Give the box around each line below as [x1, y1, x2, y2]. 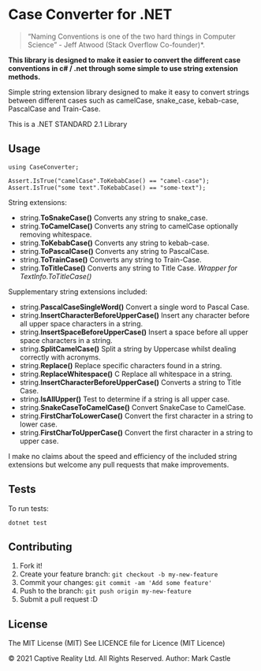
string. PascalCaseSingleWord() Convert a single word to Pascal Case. [19, 302, 250, 311]
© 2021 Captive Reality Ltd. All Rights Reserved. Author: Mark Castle [8, 654, 231, 663]
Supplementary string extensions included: [8, 286, 148, 296]
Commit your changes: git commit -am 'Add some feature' [19, 578, 213, 587]
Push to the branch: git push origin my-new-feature [19, 586, 192, 596]
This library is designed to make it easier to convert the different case [8, 55, 240, 65]
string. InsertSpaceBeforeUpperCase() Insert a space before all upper [19, 327, 248, 337]
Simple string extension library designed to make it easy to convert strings [8, 87, 250, 96]
